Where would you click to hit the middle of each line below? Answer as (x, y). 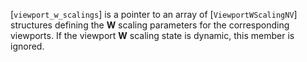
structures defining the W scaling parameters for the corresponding (150, 25)
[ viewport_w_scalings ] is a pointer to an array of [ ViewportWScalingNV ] (154, 14)
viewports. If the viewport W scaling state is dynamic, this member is (152, 35)
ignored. (27, 46)
